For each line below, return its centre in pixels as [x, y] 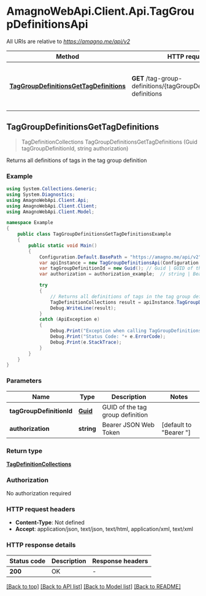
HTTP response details [41, 545]
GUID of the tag [124, 407]
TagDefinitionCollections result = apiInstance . [113, 302]
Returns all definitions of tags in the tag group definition [77, 160]
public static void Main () [63, 246]
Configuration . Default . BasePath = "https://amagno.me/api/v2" [120, 257]
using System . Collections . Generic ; [52, 189]
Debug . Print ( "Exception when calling [98, 331]
